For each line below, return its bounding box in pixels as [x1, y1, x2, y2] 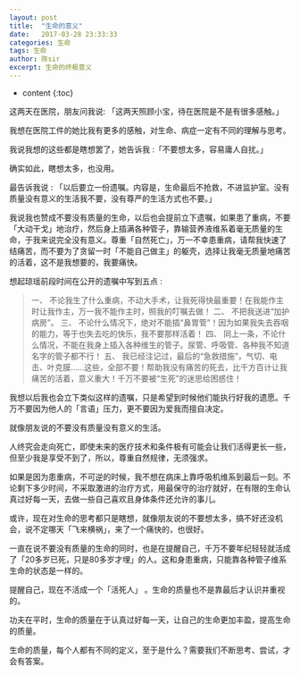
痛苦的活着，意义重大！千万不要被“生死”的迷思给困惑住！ [30, 373, 243, 384]
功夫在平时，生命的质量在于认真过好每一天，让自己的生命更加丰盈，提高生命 [9, 614, 291, 625]
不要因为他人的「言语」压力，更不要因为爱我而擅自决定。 [16, 403, 229, 414]
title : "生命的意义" [9, 21, 83, 30]
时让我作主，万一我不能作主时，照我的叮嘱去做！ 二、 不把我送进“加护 [30, 306, 290, 316]
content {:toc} [21, 87, 74, 98]
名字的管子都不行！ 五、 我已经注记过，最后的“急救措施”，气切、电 [30, 350, 279, 361]
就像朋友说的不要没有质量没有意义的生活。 [9, 422, 166, 433]
